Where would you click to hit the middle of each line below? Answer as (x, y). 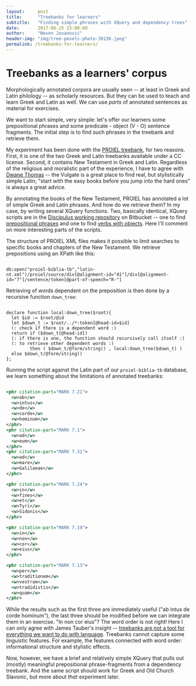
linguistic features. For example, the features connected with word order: (94, 641)
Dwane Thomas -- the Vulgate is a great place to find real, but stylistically (95, 174)
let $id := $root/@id (38, 317)
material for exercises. (33, 108)
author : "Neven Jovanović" (44, 33)
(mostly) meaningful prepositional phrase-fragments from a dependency (94, 664)
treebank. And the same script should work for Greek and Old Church (90, 671)
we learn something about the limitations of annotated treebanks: (85, 376)
